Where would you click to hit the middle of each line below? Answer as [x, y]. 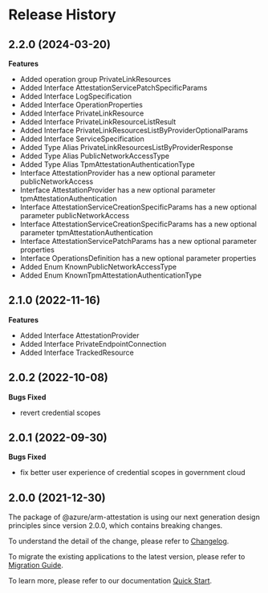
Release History [62, 15]
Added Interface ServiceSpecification [82, 139]
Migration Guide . [36, 565]
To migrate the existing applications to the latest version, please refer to [127, 557]
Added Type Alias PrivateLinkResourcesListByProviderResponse [126, 147]
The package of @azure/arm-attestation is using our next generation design [134, 517]
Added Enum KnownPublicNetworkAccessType [98, 267]
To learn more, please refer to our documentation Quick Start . [110, 581]
